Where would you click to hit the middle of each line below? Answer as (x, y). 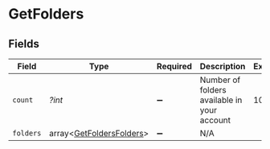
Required (174, 66)
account (215, 120)
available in (221, 100)
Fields (24, 44)
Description (223, 66)
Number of (220, 80)
